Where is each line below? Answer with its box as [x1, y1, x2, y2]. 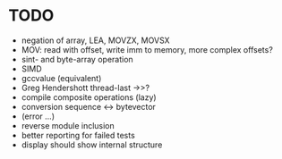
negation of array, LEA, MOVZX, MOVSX [21, 35, 171, 46]
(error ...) [21, 111, 56, 121]
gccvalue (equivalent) [21, 72, 102, 83]
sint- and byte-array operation [21, 54, 133, 64]
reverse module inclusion [21, 120, 115, 130]
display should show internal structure [21, 139, 163, 150]
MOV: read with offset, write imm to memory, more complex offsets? [21, 44, 274, 54]
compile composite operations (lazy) [21, 91, 158, 103]
